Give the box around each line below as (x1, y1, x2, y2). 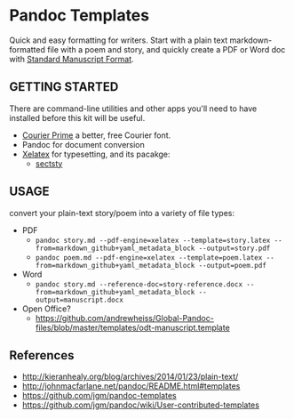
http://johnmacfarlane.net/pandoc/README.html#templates (21, 381, 241, 391)
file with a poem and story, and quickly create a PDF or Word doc (47, 44, 286, 54)
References (9, 348, 75, 363)
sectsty (35, 157, 63, 169)
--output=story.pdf (198, 244, 271, 253)
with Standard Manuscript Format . (9, 53, 135, 64)
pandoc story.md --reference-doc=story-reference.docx (35, 279, 242, 289)
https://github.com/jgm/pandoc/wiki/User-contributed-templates (21, 399, 260, 410)
